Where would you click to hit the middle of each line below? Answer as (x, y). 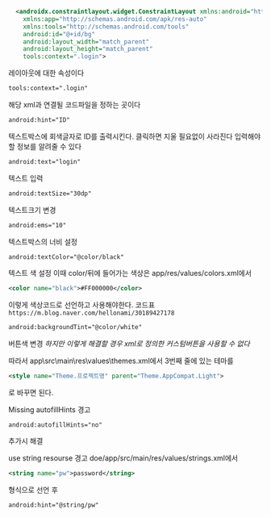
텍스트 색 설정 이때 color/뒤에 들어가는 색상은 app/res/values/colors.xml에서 (130, 273)
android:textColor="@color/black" (67, 257)
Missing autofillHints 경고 (50, 410)
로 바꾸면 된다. (31, 392)
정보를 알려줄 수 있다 (49, 146)
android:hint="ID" (39, 120)
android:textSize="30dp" (50, 194)
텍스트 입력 (26, 178)
